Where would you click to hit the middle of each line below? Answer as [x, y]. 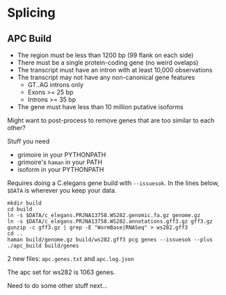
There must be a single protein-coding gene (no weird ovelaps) [108, 63]
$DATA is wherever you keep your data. [62, 190]
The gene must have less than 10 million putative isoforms [100, 107]
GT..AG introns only [56, 85]
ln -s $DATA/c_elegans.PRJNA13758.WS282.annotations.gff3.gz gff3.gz [110, 221]
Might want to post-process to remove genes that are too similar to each [111, 120]
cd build [20, 209]
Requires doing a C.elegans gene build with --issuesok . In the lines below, [113, 183]
